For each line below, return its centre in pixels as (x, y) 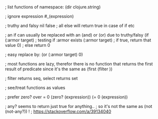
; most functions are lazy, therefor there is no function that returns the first (79, 64)
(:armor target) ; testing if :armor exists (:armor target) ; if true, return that (78, 40)
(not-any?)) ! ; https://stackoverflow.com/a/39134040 (58, 111)
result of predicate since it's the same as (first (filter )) (59, 69)
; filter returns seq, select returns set (42, 78)
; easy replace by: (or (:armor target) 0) (44, 54)
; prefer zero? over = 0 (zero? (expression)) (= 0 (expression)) (66, 97)
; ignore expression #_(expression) (39, 16)
